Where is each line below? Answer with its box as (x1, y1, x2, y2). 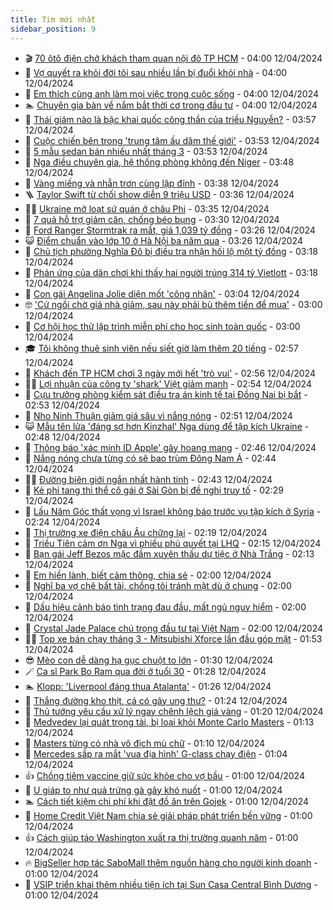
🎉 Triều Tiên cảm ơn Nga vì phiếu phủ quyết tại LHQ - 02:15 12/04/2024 (24, 537, 322, 549)
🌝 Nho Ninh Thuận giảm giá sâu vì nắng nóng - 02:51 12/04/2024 (24, 409, 293, 421)
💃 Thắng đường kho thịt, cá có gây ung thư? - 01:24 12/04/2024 (24, 694, 288, 706)
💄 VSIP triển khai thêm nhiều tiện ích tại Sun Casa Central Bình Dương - (24, 878, 318, 890)
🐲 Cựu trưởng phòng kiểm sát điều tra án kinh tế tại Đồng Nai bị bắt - (24, 388, 308, 400)
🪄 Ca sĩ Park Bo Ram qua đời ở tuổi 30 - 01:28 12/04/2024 (24, 665, 267, 677)
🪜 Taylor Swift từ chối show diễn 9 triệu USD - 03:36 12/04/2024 (24, 188, 295, 200)
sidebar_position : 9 (10, 24, 97, 34)
